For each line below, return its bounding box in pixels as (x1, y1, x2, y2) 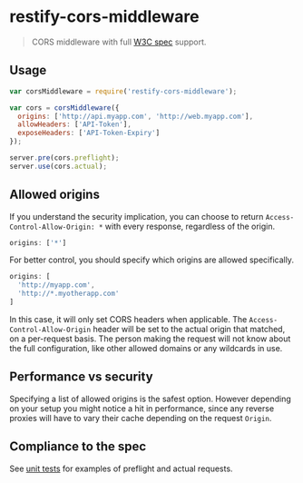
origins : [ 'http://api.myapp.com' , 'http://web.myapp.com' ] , (17, 112, 254, 121)
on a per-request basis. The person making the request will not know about (9, 333, 291, 344)
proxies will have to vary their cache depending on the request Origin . (9, 412, 272, 423)
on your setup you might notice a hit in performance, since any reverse (9, 402, 275, 414)
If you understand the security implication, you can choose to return (9, 211, 264, 222)
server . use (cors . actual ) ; (9, 162, 107, 171)
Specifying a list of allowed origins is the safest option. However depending (9, 393, 292, 404)
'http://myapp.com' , (17, 281, 95, 290)
